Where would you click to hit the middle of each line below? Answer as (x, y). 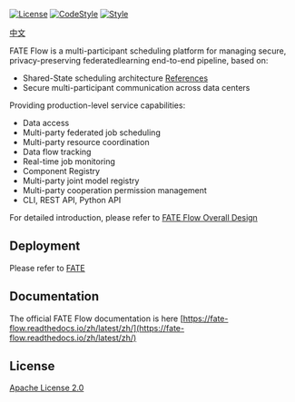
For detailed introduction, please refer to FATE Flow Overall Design (134, 217)
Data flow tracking (57, 152)
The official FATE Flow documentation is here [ (97, 319)
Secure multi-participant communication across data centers (136, 88)
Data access (46, 123)
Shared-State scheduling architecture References (115, 78)
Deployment (45, 246)
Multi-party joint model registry (81, 181)
